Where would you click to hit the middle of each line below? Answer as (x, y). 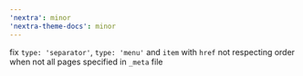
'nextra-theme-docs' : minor (63, 26)
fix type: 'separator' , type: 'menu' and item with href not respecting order (152, 52)
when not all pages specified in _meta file (86, 62)
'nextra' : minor (40, 18)
